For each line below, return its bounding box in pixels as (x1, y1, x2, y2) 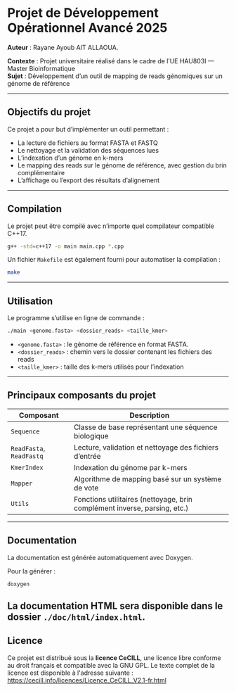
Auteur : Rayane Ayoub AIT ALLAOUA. (7, 43, 119, 51)
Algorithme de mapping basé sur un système (73, 474, 222, 483)
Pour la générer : (7, 566, 56, 575)
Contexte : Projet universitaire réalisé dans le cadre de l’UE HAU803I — (7, 56, 214, 65)
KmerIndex (11, 463, 44, 471)
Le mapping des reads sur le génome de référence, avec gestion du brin (17, 160, 227, 170)
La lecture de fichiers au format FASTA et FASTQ (17, 139, 158, 147)
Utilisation (7, 295, 53, 307)
